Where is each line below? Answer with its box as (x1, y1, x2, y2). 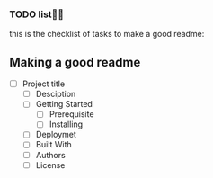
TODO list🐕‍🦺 (9, 8, 65, 21)
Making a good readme (9, 54, 141, 70)
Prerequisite (49, 109, 94, 120)
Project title (22, 78, 66, 89)
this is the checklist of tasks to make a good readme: (9, 29, 205, 40)
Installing (49, 119, 84, 129)
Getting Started (35, 99, 93, 110)
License (35, 159, 66, 170)
